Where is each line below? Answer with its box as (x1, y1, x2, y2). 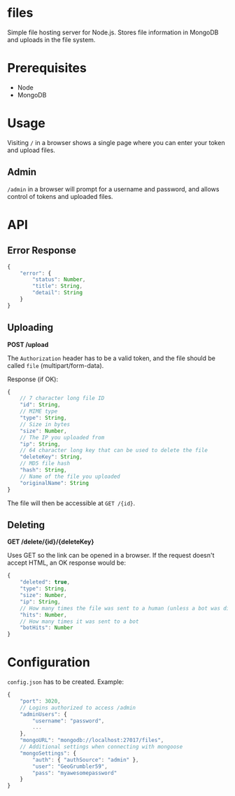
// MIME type (20, 408, 58, 415)
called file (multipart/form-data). (7, 361, 104, 369)
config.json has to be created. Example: (7, 678, 124, 686)
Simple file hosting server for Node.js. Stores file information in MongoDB (7, 28, 219, 36)
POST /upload (7, 340, 49, 348)
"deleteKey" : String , (20, 453, 83, 460)
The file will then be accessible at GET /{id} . (7, 499, 136, 507)
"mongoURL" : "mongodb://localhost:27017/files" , (20, 737, 164, 744)
